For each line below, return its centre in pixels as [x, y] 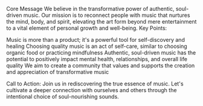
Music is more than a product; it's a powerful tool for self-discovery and [96, 40]
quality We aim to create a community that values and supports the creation [101, 65]
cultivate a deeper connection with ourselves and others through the [92, 90]
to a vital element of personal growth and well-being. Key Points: [87, 28]
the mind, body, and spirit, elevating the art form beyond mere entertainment [101, 22]
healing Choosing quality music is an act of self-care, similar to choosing [97, 46]
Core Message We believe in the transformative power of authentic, [90, 9]
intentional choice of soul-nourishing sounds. [63, 97]
